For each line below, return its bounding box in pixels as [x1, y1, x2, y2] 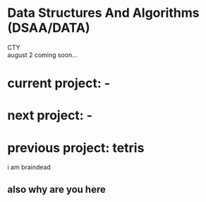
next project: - [7, 108, 93, 124]
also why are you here [7, 183, 106, 195]
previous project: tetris [7, 139, 145, 156]
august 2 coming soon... [7, 51, 78, 59]
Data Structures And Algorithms [7, 5, 200, 21]
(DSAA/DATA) [7, 20, 90, 36]
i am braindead [7, 163, 51, 172]
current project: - [7, 75, 111, 91]
